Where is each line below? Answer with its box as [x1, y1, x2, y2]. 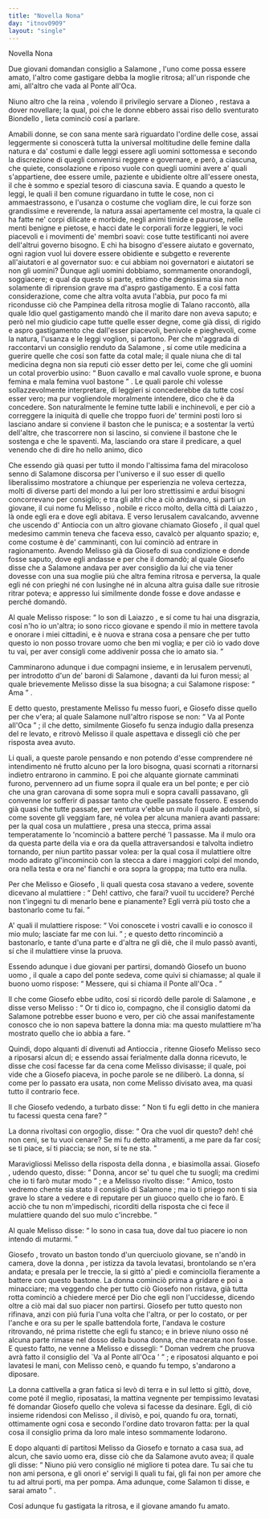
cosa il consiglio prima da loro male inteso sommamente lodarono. [8, 1427, 227, 1437]
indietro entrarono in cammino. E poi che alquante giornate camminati [8, 770, 239, 780]
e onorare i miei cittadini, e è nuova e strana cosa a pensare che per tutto [8, 629, 251, 639]
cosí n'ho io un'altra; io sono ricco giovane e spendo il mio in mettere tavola [8, 621, 259, 631]
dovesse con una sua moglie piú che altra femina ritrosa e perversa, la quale [8, 572, 261, 581]
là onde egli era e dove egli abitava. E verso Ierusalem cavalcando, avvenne [8, 511, 259, 522]
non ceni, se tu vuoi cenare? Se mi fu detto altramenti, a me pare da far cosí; [8, 1135, 262, 1145]
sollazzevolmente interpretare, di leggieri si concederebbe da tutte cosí [8, 385, 244, 395]
